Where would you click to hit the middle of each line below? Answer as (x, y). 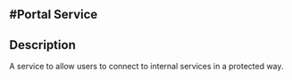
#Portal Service (54, 15)
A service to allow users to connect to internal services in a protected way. (146, 67)
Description (42, 45)
